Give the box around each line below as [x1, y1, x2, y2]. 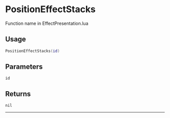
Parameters [5, 62, 43, 71]
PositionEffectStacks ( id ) [5, 48, 60, 54]
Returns [5, 90, 31, 98]
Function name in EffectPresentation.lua [5, 20, 89, 26]
